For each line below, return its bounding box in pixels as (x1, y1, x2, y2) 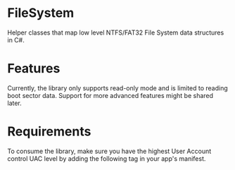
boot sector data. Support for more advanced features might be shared (7, 91, 213, 99)
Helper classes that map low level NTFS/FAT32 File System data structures (7, 28, 224, 37)
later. (7, 99, 23, 107)
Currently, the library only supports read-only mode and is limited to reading (7, 83, 229, 92)
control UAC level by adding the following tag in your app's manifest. (7, 154, 206, 163)
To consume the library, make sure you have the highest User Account (7, 147, 212, 155)
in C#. (7, 35, 25, 44)
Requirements (7, 123, 91, 140)
